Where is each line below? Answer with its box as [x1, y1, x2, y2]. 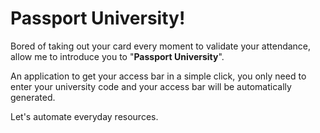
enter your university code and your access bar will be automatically [10, 80, 292, 92]
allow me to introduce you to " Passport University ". [10, 50, 225, 62]
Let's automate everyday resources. [10, 110, 159, 122]
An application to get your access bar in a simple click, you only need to [10, 70, 307, 82]
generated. [10, 91, 56, 103]
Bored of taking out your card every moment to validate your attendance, [10, 40, 312, 52]
